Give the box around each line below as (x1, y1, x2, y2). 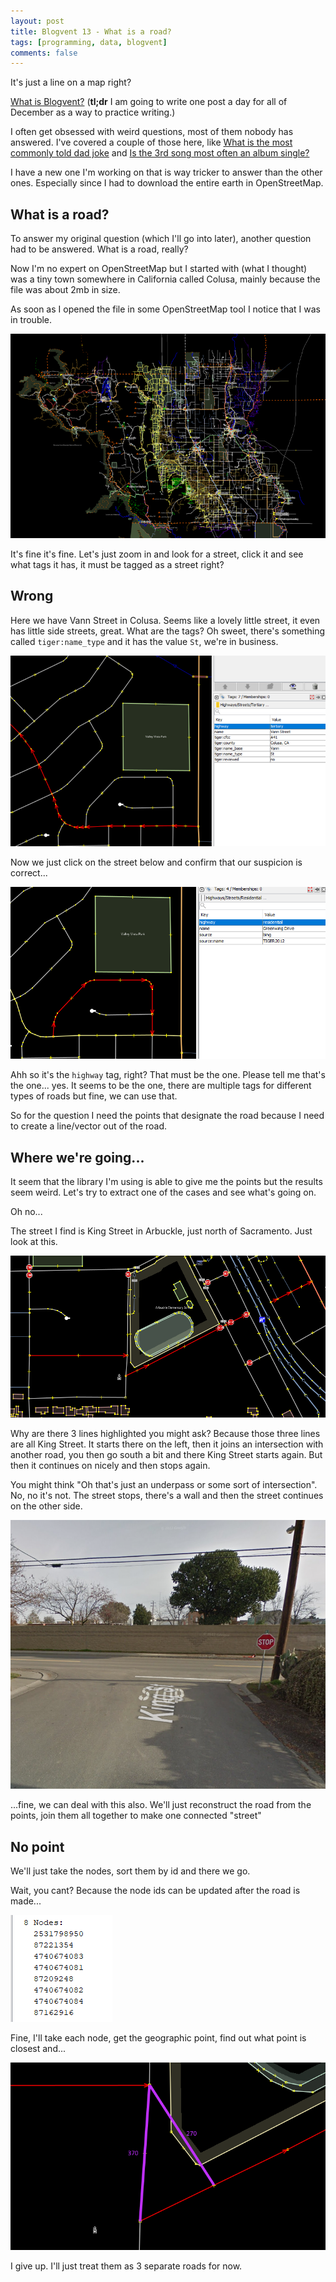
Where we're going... (10, 1149, 145, 1166)
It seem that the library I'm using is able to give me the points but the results (10, 1176, 323, 1188)
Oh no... (10, 1206, 43, 1218)
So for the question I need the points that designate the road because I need (10, 1110, 325, 1122)
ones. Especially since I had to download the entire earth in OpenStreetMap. (10, 177, 324, 189)
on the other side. (10, 1500, 83, 1512)
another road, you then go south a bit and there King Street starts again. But (10, 1449, 323, 1461)
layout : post (10, 16, 65, 26)
